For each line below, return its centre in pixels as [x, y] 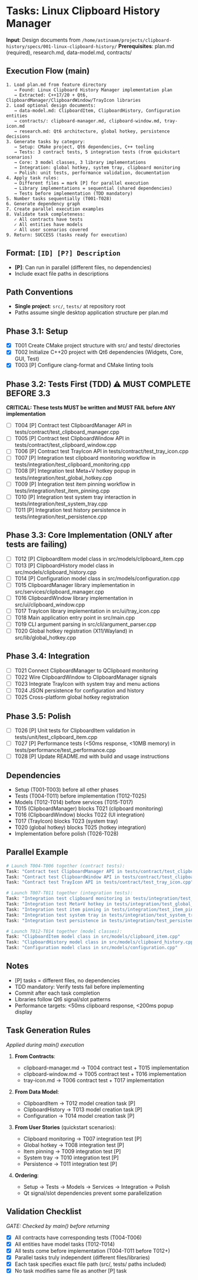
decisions [18, 136]
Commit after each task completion [57, 993]
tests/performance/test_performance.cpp [65, 750]
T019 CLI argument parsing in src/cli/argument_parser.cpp [85, 624]
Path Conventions [40, 292]
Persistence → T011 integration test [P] [70, 1163]
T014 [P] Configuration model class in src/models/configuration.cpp [97, 578]
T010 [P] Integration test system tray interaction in [75, 497]
